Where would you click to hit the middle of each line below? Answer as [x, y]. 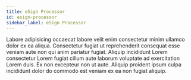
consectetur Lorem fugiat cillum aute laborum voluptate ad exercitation [93, 58]
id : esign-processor [32, 17]
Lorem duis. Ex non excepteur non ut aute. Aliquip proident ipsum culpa [94, 65]
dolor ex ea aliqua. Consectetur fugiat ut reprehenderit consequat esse [93, 46]
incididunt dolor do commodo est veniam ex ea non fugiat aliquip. [86, 71]
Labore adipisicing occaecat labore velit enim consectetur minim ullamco [96, 40]
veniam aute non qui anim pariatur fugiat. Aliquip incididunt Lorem [87, 52]
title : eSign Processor [36, 12]
